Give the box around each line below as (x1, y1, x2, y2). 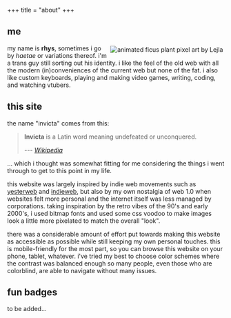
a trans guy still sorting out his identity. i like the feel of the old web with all (7, 59, 219, 67)
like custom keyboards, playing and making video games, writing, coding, (7, 73, 216, 81)
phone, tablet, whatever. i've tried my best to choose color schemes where (7, 252, 220, 260)
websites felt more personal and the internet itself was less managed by (7, 195, 212, 203)
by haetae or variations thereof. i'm (7, 51, 107, 59)
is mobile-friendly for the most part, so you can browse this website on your (7, 244, 223, 252)
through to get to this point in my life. (7, 166, 112, 175)
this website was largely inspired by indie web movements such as (7, 179, 197, 188)
